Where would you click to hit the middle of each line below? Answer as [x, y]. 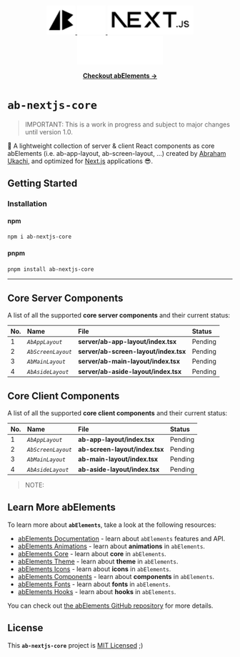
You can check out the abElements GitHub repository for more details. [110, 606]
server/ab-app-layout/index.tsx [127, 341]
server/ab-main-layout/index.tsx [129, 361]
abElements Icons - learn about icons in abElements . [94, 569]
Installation [27, 204]
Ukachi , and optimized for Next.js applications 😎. [80, 161]
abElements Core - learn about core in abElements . [92, 553]
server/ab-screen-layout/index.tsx [132, 352]
